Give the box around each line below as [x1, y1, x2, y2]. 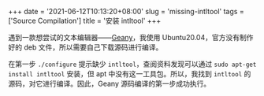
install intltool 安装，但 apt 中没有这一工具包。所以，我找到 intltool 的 [8, 69, 251, 78]
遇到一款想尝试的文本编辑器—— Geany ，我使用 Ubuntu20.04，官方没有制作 [8, 33, 254, 42]
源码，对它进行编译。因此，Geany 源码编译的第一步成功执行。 [8, 79, 211, 88]
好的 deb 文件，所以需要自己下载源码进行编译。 [8, 42, 163, 52]
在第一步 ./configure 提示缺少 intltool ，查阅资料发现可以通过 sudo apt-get [8, 59, 257, 68]
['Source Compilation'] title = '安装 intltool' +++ [8, 16, 162, 25]
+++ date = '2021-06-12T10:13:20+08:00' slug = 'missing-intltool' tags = [8, 7, 244, 16]
